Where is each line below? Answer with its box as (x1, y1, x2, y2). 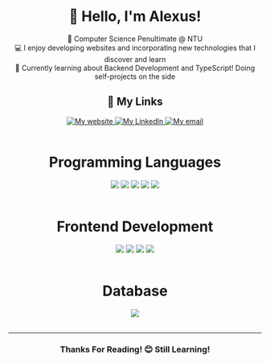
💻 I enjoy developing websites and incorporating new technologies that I (14, 43, 256, 52)
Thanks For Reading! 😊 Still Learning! (59, 344, 211, 355)
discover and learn (104, 54, 166, 64)
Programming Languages (48, 153, 222, 171)
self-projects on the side (94, 72, 176, 81)
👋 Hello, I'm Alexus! (68, 7, 202, 26)
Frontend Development (56, 217, 214, 236)
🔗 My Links (107, 95, 163, 109)
